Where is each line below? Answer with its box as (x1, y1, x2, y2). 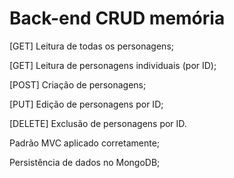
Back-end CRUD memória (9, 7, 226, 30)
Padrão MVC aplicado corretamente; (9, 137, 161, 149)
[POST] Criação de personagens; (9, 78, 147, 91)
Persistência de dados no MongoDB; (9, 156, 161, 168)
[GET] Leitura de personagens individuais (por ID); (9, 59, 217, 71)
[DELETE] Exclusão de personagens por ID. (9, 117, 187, 129)
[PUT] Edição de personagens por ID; (9, 98, 164, 110)
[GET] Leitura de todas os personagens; (9, 40, 174, 52)
